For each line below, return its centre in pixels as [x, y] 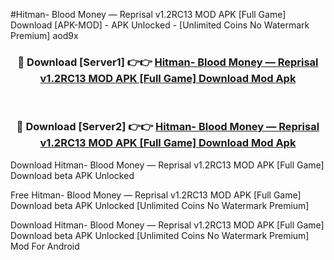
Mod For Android [45, 246]
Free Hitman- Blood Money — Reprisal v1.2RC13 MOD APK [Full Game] [156, 195]
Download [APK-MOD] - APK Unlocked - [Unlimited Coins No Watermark [160, 25]
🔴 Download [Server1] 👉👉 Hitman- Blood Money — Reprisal [168, 62]
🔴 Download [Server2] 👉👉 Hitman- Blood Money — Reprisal [168, 127]
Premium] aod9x [44, 35]
